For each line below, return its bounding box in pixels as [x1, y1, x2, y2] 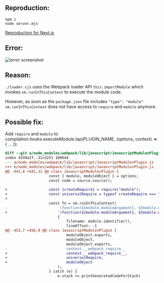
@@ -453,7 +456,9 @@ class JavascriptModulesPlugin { [5, 228, 117, 233]
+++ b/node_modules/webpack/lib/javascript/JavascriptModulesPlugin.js [5, 164, 154, 169]
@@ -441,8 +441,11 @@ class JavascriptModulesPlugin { [5, 169, 119, 174]
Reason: [5, 71, 31, 80]
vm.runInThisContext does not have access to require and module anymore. [5, 104, 157, 109]
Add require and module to [5, 131, 59, 137]
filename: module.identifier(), [66, 219, 132, 224]
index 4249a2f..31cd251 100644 [5, 155, 69, 160]
